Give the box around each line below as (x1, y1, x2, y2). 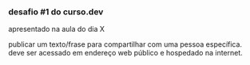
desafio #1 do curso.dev (8, 6, 104, 17)
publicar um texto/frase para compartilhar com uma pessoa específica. (8, 40, 242, 49)
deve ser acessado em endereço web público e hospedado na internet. (8, 48, 244, 58)
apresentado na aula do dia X (8, 25, 105, 34)
